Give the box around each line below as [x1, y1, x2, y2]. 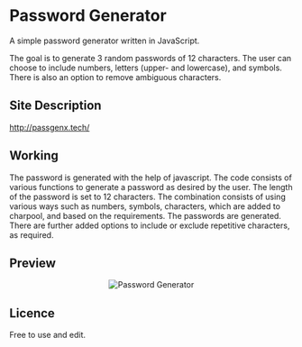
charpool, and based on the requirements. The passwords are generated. [9, 210, 282, 221]
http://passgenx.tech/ [9, 122, 90, 132]
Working [9, 148, 59, 163]
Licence [9, 306, 56, 321]
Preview [9, 255, 57, 270]
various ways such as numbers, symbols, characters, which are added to [9, 200, 281, 212]
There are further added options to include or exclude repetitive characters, [9, 220, 290, 231]
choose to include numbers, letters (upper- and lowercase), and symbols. [9, 62, 282, 73]
